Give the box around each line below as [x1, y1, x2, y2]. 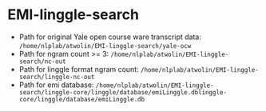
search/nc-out [18, 57, 66, 65]
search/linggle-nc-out [18, 73, 95, 81]
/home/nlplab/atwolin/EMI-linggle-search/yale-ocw [18, 42, 192, 50]
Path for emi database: [18, 80, 94, 89]
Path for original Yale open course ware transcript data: [18, 32, 201, 42]
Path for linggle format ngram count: [18, 64, 139, 73]
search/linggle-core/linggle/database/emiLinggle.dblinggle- [18, 88, 228, 97]
